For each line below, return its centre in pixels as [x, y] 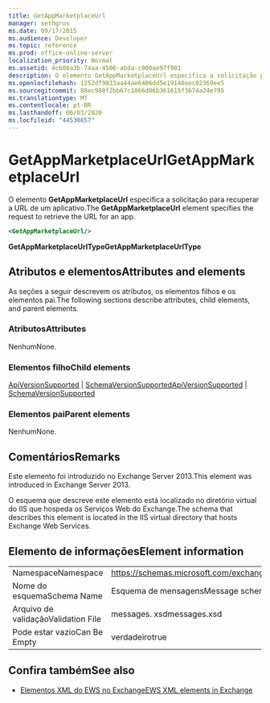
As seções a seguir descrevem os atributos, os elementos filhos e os [122, 291]
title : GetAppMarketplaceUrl [57, 16]
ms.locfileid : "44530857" [51, 121]
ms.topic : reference [43, 46]
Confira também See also [72, 670]
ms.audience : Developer [48, 38]
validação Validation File [57, 619]
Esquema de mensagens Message [175, 591]
